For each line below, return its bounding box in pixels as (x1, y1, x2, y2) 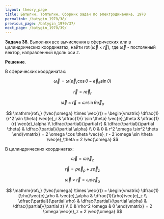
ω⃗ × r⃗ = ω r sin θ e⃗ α (60, 99, 105, 106)
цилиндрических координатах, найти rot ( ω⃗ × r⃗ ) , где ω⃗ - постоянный (5, 44, 156, 50)
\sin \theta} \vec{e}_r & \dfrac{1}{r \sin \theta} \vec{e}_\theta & (15, 115, 140, 121)
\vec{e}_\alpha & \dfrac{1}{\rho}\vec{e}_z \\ (59, 192, 147, 198)
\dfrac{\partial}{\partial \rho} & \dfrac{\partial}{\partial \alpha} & (18, 198, 147, 204)
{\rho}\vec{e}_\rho (18, 192, 55, 198)
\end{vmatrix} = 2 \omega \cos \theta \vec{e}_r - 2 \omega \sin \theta (12, 131, 153, 137)
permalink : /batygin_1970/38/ (5, 16, 67, 21)
